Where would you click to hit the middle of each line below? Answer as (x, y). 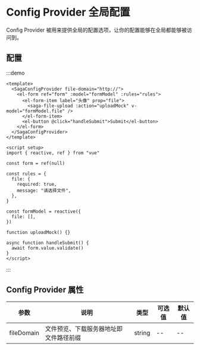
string (142, 333)
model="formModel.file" (36, 111)
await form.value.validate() (48, 248)
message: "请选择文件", (44, 191)
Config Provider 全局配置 (68, 12)
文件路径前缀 (63, 337)
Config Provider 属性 (45, 290)
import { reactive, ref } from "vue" (53, 153)
